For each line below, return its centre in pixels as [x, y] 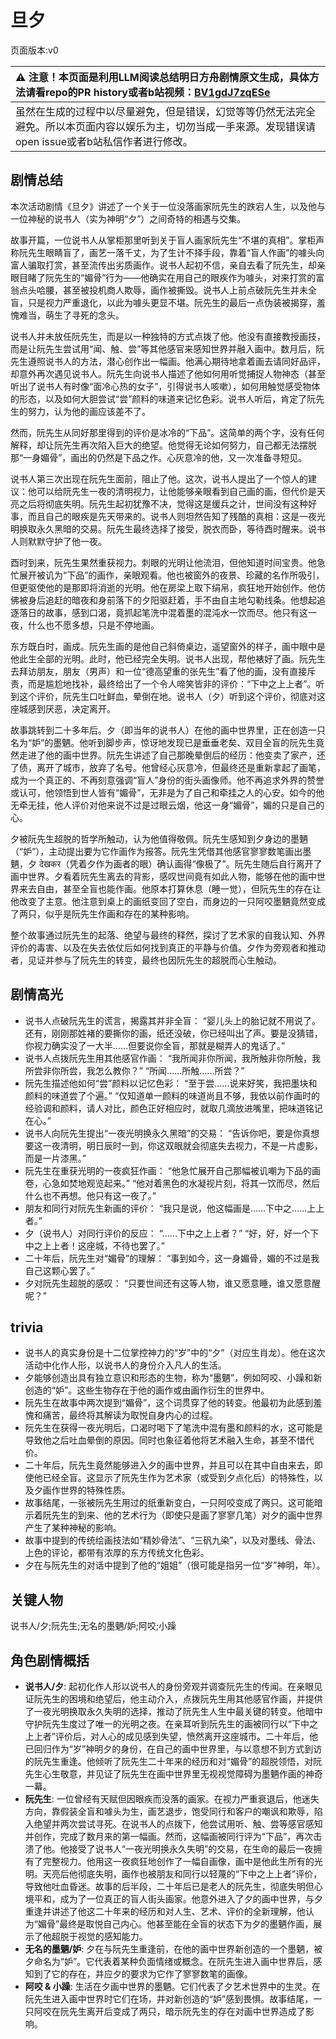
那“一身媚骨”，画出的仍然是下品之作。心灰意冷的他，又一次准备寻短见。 [159, 457]
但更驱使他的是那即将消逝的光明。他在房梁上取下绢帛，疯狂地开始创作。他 [163, 587]
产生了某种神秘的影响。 [73, 1528]
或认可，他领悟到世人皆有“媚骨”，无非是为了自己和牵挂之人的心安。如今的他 [167, 792]
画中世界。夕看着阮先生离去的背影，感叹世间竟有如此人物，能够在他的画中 [163, 876]
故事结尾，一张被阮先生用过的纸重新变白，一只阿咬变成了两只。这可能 [169, 1503]
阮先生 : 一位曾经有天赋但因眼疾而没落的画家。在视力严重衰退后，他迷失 [172, 1799]
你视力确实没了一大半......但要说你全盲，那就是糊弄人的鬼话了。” [155, 1045]
